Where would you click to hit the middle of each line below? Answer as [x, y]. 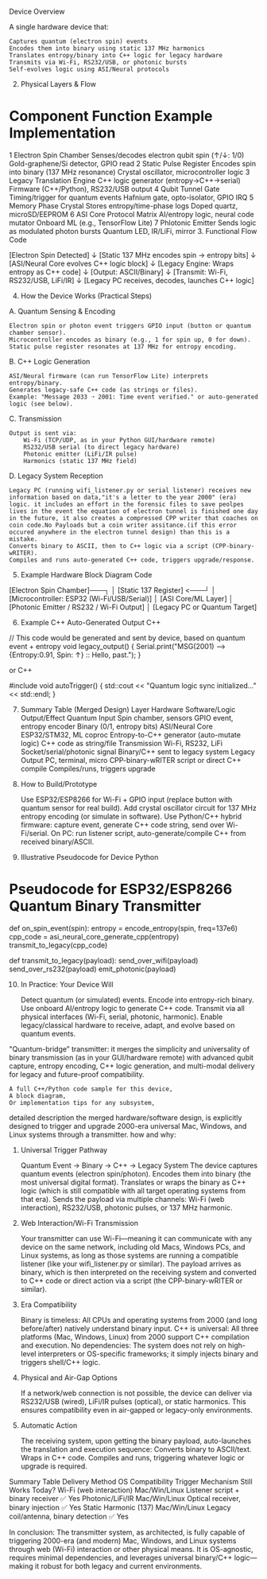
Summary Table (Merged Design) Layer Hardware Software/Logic [128, 709]
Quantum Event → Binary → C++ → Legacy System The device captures [139, 1165]
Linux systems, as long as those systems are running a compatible [130, 1255]
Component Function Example [111, 117]
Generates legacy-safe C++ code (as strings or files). [103, 390]
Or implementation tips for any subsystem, [82, 1103]
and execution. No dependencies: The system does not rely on [123, 1345]
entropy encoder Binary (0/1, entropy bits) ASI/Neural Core [116, 726]
